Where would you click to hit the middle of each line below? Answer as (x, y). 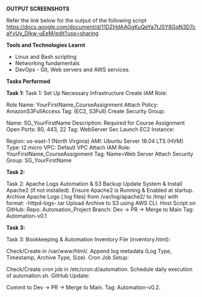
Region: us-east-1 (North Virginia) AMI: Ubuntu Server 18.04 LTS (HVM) (95, 141)
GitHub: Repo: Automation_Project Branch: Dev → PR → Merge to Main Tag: (100, 209)
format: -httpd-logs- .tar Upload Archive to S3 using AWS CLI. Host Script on (101, 203)
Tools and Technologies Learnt (46, 45)
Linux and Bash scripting (46, 57)
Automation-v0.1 (27, 216)
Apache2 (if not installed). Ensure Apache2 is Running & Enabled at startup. (100, 190)
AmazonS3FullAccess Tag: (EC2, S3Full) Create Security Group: (86, 111)
